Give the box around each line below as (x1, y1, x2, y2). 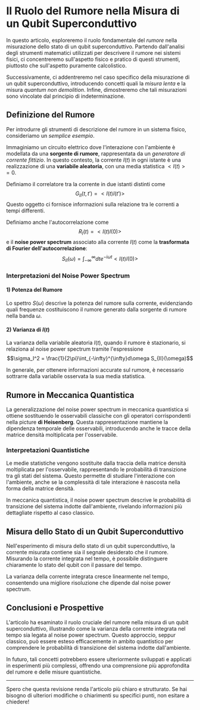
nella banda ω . (6, 312, 42, 319)
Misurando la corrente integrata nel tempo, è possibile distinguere (6, 555, 168, 562)
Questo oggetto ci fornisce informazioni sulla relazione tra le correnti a (6, 200, 179, 208)
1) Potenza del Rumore (6, 286, 62, 294)
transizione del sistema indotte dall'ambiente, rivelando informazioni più (6, 503, 183, 510)
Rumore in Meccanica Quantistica (6, 390, 135, 400)
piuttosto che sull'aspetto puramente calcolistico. (6, 61, 127, 69)
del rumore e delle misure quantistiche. (6, 668, 102, 675)
